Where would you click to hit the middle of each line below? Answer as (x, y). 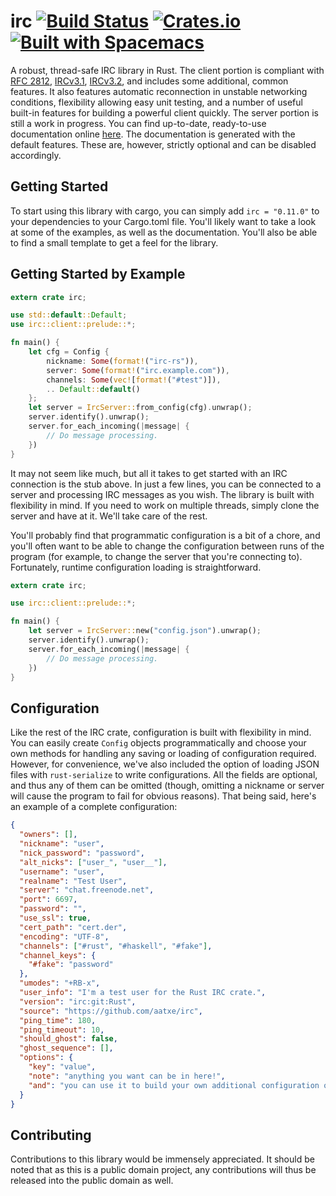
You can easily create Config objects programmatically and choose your (158, 743)
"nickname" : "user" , (62, 844)
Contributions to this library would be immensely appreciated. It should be (162, 1159)
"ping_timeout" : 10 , (62, 1030)
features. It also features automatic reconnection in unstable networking (159, 91)
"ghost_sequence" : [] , (66, 1048)
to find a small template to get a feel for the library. (114, 242)
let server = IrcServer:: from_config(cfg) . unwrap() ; (140, 408)
